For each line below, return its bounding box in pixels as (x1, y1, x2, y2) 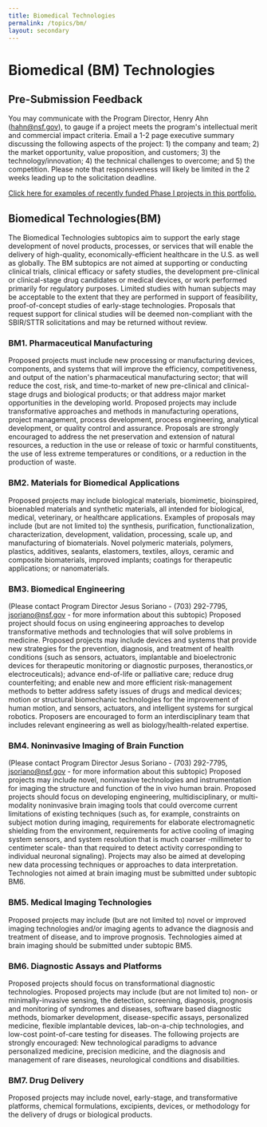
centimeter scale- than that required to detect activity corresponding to (8, 843, 242, 852)
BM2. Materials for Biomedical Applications (8, 477, 180, 488)
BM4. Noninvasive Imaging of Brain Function (8, 740, 184, 751)
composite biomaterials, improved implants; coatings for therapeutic (8, 555, 233, 564)
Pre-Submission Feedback (8, 93, 143, 106)
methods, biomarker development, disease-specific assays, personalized (8, 1012, 249, 1022)
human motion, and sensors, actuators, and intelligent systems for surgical (8, 703, 253, 713)
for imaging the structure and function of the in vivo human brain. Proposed (8, 784, 257, 793)
